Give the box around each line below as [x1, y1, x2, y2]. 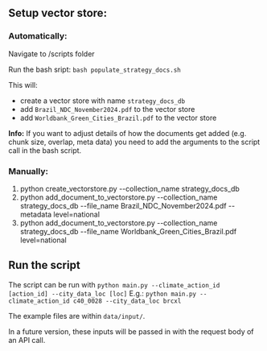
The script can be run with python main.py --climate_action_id [8, 279, 220, 289]
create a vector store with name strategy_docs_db [19, 96, 186, 105]
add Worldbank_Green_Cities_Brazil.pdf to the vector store [19, 113, 217, 122]
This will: [8, 80, 38, 89]
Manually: [8, 165, 48, 176]
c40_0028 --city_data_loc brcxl [72, 297, 182, 305]
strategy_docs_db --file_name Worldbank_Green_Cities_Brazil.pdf [19, 226, 237, 236]
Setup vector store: [8, 6, 107, 20]
